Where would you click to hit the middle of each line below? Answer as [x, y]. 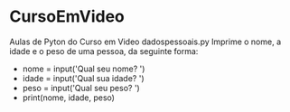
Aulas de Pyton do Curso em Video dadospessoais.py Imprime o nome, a [145, 42]
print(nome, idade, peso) [69, 98]
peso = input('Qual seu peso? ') [81, 88]
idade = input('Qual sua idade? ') [83, 78]
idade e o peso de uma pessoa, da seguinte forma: [104, 51]
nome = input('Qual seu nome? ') [84, 69]
